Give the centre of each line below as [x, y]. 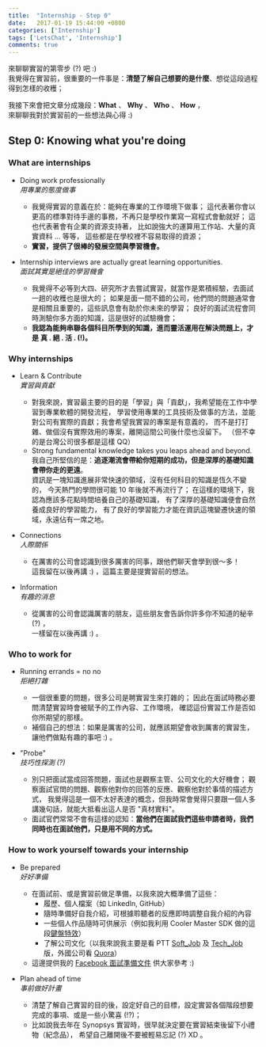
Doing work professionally [62, 180]
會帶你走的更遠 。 [59, 470]
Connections [40, 535]
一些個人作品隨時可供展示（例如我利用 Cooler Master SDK [138, 923]
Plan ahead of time [50, 978]
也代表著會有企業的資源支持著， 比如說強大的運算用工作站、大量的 [140, 226]
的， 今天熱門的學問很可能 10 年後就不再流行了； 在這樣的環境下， [139, 490]
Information [38, 588]
